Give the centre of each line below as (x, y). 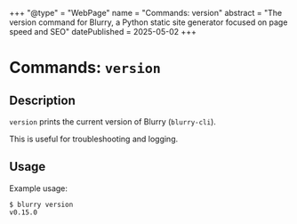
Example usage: (39, 188)
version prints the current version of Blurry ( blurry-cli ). (112, 122)
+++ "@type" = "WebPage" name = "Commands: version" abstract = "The (146, 13)
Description (42, 100)
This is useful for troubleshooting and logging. (94, 139)
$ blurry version (41, 204)
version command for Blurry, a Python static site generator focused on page (148, 22)
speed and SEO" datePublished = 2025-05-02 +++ (103, 32)
